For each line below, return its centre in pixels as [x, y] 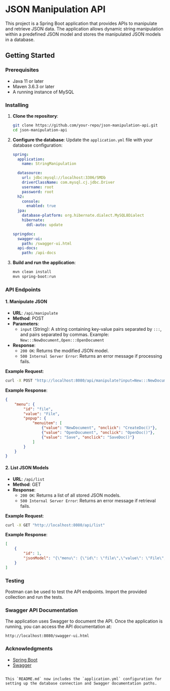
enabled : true [41, 206]
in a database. [20, 40]
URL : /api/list [28, 479]
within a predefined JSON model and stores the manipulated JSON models [83, 34]
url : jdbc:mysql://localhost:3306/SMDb [64, 178]
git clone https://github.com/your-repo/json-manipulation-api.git [85, 125]
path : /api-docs [39, 253]
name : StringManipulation [49, 164]
